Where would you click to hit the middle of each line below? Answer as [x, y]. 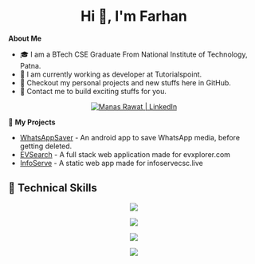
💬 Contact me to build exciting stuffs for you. [93, 91]
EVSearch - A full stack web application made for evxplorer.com [125, 154]
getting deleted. [46, 146]
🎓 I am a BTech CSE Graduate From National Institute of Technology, [133, 54]
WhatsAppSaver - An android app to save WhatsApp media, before [130, 137]
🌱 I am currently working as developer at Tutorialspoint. [111, 74]
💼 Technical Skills [53, 188]
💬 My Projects [32, 122]
